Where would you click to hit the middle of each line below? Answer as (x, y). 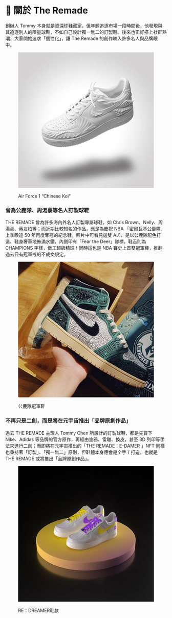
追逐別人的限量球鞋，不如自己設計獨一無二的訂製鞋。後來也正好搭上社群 (86, 32)
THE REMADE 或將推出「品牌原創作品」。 (48, 458)
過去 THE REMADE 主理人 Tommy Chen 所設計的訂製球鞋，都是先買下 (79, 433)
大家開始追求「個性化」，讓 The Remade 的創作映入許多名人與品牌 (84, 38)
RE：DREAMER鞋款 (38, 610)
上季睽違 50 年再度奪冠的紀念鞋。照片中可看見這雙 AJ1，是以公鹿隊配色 (81, 235)
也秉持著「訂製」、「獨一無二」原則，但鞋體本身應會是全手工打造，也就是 (81, 452)
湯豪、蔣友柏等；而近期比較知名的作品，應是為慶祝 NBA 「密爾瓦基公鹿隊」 (85, 229)
